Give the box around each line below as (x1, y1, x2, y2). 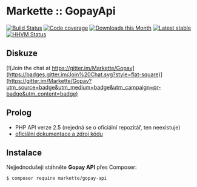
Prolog (6, 108, 32, 118)
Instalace (6, 147, 42, 158)
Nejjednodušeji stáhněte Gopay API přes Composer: (6, 163, 138, 171)
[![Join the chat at (6, 64, 51, 71)
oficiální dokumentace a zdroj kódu (15, 130, 103, 137)
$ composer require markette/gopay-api (6, 176, 107, 182)
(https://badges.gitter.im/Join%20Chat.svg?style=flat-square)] (6, 71, 162, 78)
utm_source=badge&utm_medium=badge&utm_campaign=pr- (6, 84, 161, 91)
